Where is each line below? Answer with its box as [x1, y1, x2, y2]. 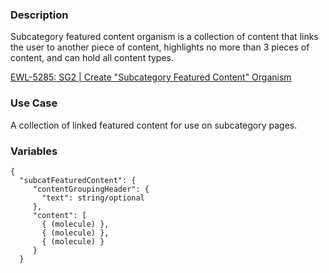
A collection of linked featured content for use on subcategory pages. [10, 119, 298, 131]
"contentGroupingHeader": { [32, 184, 150, 194]
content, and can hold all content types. [10, 52, 175, 64]
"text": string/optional [41, 193, 145, 203]
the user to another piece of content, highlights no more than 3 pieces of [10, 41, 310, 53]
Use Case [10, 96, 58, 110]
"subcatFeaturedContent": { [19, 175, 137, 185]
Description [10, 8, 69, 22]
